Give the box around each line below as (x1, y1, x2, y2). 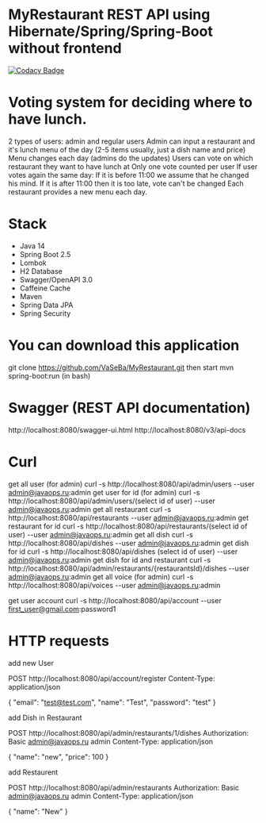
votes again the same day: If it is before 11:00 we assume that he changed (8, 170, 249, 179)
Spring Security (19, 308, 71, 318)
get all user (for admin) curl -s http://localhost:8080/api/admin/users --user (8, 479, 255, 489)
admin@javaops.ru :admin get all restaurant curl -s (8, 504, 172, 513)
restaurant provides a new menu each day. (8, 187, 148, 196)
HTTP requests (8, 632, 109, 650)
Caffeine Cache (19, 283, 71, 293)
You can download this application (8, 337, 240, 354)
